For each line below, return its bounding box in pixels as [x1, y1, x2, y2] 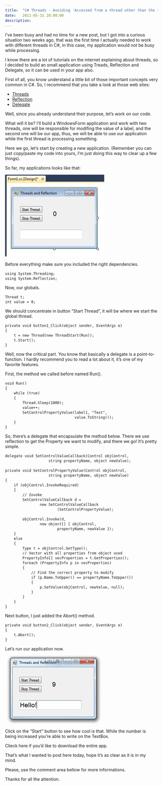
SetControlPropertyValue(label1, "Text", [22, 410, 108, 415]
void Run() [5, 381, 27, 386]
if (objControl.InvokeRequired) [14, 483, 79, 488]
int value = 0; [5, 299, 36, 305]
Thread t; [5, 295, 25, 300]
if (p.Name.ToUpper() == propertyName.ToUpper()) [31, 575, 133, 580]
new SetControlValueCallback [39, 502, 98, 507]
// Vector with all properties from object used [22, 551, 123, 556]
